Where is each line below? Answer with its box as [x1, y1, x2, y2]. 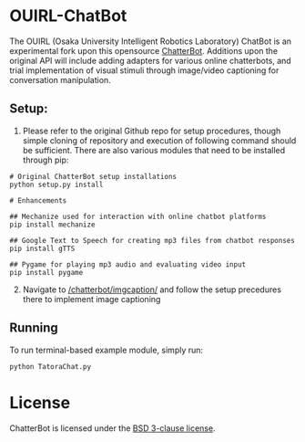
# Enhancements [9, 195, 67, 205]
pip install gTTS [9, 244, 76, 253]
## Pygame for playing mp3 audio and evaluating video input [9, 259, 247, 269]
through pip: [22, 154, 69, 165]
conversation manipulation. [9, 74, 111, 85]
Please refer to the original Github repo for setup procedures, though [22, 125, 281, 136]
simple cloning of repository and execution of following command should [22, 134, 297, 146]
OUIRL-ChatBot [9, 5, 127, 26]
